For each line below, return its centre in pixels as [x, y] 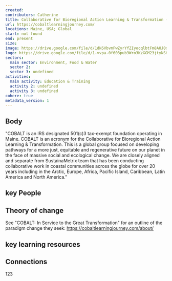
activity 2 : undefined [34, 86]
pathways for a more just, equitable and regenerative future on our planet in [85, 150]
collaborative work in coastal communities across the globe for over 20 [80, 166]
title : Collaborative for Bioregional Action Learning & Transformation [84, 19]
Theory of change [35, 210]
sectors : [15, 58]
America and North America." [36, 177]
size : [11, 44]
